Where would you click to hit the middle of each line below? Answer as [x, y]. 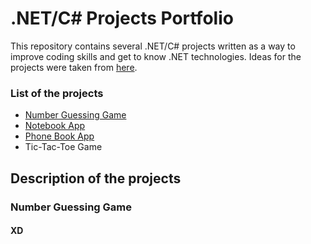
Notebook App [55, 126]
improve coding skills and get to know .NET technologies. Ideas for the [156, 56]
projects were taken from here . [74, 67]
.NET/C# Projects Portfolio [122, 18]
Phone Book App [59, 136]
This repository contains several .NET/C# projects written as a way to [153, 46]
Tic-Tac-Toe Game [63, 147]
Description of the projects [96, 178]
